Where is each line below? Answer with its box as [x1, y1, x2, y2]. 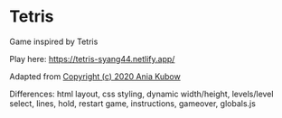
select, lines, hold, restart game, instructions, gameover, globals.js [9, 97, 256, 109]
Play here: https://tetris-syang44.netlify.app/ [9, 53, 175, 64]
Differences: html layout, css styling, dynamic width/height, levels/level [9, 88, 274, 99]
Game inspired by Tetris [9, 36, 99, 47]
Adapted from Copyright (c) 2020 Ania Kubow [9, 70, 181, 82]
